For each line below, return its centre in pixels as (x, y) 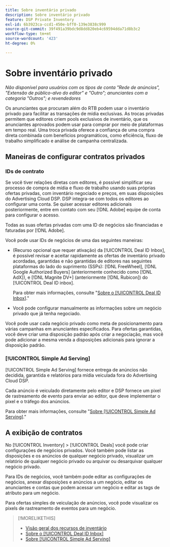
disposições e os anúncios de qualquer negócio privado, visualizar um (79, 456)
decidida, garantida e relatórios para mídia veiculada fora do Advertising (81, 375)
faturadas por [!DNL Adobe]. (35, 230)
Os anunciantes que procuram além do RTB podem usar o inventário (77, 108)
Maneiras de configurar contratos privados (75, 157)
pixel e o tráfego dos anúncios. (38, 401)
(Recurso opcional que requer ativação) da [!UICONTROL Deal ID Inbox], (89, 250)
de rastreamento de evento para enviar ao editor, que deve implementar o (83, 396)
